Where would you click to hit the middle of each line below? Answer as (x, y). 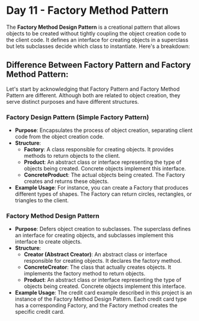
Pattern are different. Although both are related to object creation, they (94, 95)
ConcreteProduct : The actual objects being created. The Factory (104, 175)
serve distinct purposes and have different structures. (73, 101)
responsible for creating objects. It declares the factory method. (103, 261)
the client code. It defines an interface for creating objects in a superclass (97, 40)
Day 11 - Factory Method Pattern (88, 10)
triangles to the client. (42, 200)
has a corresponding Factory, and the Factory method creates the (96, 305)
